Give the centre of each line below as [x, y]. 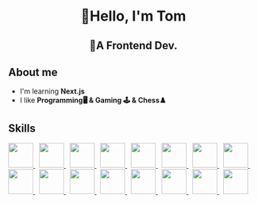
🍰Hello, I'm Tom [133, 16]
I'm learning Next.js [52, 91]
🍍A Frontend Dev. [133, 46]
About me [33, 72]
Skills [22, 128]
